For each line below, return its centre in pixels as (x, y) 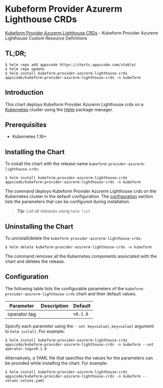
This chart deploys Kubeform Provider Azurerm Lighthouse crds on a (74, 104)
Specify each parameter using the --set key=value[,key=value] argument (80, 326)
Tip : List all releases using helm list (54, 211)
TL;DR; (16, 54)
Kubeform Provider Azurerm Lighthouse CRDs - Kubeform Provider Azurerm (82, 33)
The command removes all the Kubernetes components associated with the (81, 256)
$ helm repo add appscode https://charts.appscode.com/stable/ (71, 65)
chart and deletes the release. (35, 261)
